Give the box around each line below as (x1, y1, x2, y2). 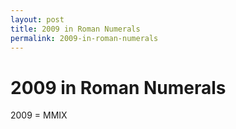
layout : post (10, 14, 65, 25)
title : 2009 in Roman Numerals (10, 24, 141, 34)
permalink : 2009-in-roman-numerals (10, 33, 159, 43)
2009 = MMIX (10, 109, 68, 121)
